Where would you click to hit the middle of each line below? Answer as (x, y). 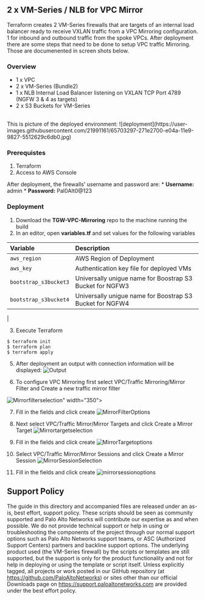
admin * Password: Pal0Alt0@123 (50, 191)
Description (92, 248)
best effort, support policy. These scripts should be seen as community (103, 513)
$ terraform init (29, 341)
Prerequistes (26, 153)
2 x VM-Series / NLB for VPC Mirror (75, 10)
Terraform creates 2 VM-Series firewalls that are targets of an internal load (100, 24)
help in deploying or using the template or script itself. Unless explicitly (96, 565)
